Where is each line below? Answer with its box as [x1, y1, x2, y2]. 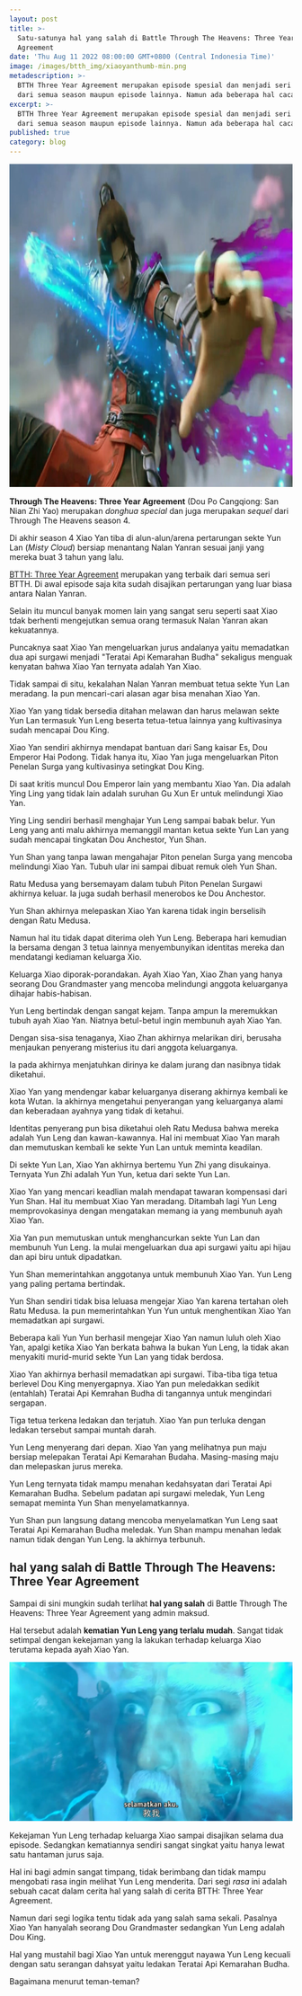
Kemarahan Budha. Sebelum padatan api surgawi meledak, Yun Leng [9, 1488, 265, 1498]
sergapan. [9, 1397, 47, 1408]
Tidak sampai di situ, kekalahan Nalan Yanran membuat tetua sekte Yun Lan [9, 679, 290, 689]
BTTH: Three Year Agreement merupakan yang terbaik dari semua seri [9, 569, 271, 580]
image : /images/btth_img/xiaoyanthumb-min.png [9, 62, 187, 71]
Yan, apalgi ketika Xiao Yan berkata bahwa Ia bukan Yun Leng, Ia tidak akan [9, 1342, 289, 1353]
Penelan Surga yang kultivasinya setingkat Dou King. [9, 761, 205, 772]
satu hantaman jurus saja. [9, 1849, 105, 1859]
